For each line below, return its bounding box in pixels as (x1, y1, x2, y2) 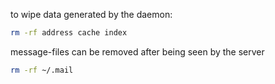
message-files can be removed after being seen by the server (10, 45, 265, 58)
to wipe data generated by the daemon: (10, 9, 173, 20)
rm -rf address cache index (10, 28, 128, 38)
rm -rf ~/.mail (10, 65, 74, 75)
